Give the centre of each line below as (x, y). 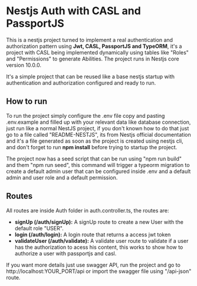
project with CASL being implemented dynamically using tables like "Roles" (97, 52)
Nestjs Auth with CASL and (74, 11)
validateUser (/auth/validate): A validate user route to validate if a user (101, 240)
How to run (27, 102)
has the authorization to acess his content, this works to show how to (99, 247)
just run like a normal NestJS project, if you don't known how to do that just (98, 128)
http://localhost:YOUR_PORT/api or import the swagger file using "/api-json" (99, 271)
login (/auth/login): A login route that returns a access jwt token (93, 234)
